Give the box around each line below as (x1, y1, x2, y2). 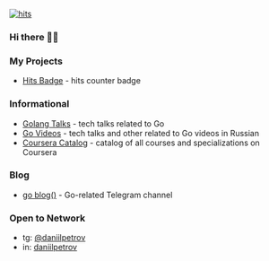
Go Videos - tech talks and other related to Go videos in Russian (22, 127, 260, 138)
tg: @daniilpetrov (22, 232, 86, 243)
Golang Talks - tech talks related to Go (22, 117, 165, 129)
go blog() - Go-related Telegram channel (22, 189, 173, 200)
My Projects (9, 55, 63, 67)
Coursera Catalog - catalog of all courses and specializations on (22, 137, 260, 148)
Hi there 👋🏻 (9, 30, 59, 43)
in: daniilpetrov (22, 242, 78, 253)
